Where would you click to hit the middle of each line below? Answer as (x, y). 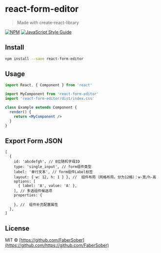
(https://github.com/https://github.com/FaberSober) (57, 245)
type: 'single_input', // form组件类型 (53, 167)
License (17, 228)
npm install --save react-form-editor (44, 59)
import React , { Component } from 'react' (49, 85)
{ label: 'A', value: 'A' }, (47, 186)
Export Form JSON (34, 141)
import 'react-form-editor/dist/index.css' (50, 99)
